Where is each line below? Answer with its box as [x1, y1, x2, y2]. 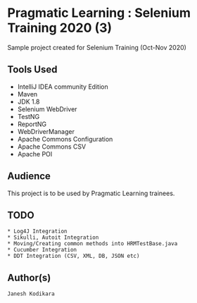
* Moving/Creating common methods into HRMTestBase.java [7, 240, 178, 247]
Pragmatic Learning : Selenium [7, 5, 191, 21]
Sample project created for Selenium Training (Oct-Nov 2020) [7, 43, 186, 51]
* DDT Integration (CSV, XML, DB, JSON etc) [7, 252, 140, 260]
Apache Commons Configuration [17, 135, 113, 143]
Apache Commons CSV [17, 142, 87, 151]
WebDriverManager [17, 127, 75, 135]
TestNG [17, 112, 40, 120]
